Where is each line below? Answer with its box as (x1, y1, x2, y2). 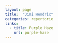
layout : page (5, 7, 32, 12)
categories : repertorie (5, 16, 54, 21)
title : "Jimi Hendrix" (5, 12, 54, 17)
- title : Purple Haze (9, 26, 54, 31)
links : (5, 21, 19, 26)
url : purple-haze (14, 30, 49, 35)
